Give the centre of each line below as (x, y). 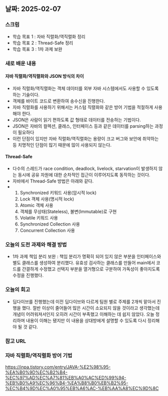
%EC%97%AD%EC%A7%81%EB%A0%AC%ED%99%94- (66, 377)
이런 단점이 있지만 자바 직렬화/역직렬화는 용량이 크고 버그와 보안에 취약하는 (86, 138)
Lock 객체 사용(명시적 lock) (47, 199)
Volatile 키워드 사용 (39, 218)
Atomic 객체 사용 (37, 206)
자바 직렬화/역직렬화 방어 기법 (39, 356)
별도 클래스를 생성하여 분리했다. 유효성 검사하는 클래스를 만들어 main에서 (84, 263)
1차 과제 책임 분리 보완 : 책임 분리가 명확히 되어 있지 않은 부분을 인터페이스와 (87, 257)
